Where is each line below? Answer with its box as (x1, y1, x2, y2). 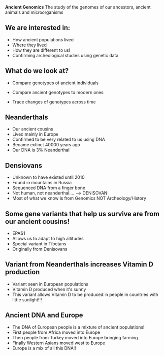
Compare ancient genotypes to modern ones (12, 89, 104, 95)
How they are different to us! (12, 47, 70, 53)
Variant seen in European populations (12, 281, 89, 287)
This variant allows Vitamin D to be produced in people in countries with (12, 291, 159, 297)
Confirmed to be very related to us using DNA (12, 136, 105, 142)
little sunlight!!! (12, 296, 42, 302)
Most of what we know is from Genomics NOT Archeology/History (12, 195, 147, 201)
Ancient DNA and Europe (5, 311, 83, 320)
